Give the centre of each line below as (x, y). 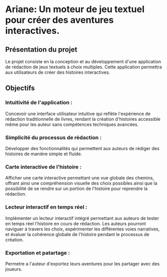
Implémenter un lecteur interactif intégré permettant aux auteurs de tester (82, 218)
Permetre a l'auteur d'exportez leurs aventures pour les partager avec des (82, 263)
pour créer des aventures (59, 20)
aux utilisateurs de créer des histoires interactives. (58, 72)
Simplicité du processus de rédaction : (54, 137)
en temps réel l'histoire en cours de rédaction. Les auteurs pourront (76, 223)
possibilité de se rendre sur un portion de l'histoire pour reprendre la (76, 189)
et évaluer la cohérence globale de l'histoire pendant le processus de (77, 234)
